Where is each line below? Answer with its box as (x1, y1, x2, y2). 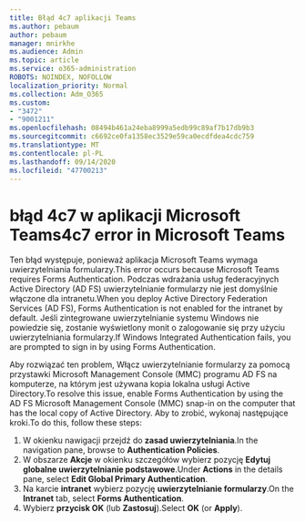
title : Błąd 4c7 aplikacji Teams (9, 13, 137, 23)
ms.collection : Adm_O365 (9, 89, 104, 98)
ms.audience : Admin (9, 47, 84, 56)
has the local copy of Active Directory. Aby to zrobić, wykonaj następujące (9, 407, 289, 419)
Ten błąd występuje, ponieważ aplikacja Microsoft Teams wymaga (9, 254, 258, 265)
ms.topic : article (9, 56, 79, 65)
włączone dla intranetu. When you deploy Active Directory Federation (9, 293, 269, 304)
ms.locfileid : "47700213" (9, 166, 107, 175)
